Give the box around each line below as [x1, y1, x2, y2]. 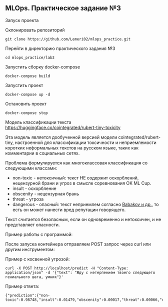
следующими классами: [5, 165, 57, 171]
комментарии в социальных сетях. [5, 150, 80, 156]
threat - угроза [12, 196, 44, 202]
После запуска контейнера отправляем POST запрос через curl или [5, 241, 151, 247]
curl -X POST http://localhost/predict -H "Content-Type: [5, 265, 128, 270]
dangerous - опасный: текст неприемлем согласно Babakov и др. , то [12, 201, 159, 207]
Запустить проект [5, 82, 43, 88]
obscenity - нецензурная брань [12, 190, 79, 196]
